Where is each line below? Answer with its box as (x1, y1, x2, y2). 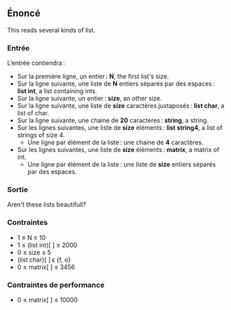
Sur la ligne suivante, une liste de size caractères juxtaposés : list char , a (17, 101, 225, 110)
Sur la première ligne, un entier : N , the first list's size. (17, 72, 169, 81)
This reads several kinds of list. (7, 26, 96, 34)
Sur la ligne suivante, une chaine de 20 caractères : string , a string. (17, 116, 209, 125)
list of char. (17, 109, 50, 117)
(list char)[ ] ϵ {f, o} (17, 255, 71, 264)
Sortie (7, 185, 28, 195)
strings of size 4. (17, 131, 66, 139)
